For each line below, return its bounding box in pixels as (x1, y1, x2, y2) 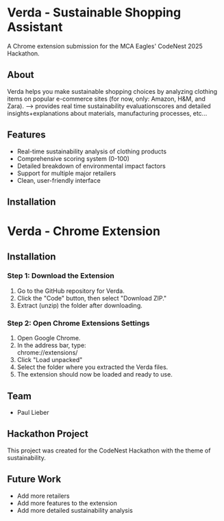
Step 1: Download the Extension (7, 271, 114, 281)
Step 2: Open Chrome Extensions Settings (7, 318, 150, 328)
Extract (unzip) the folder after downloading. (16, 301, 142, 309)
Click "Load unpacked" (16, 356, 83, 364)
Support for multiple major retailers (16, 169, 116, 177)
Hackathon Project (7, 428, 89, 440)
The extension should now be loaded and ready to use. (16, 370, 173, 379)
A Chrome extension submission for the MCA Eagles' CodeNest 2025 (7, 42, 203, 50)
